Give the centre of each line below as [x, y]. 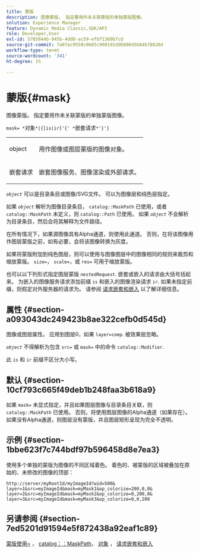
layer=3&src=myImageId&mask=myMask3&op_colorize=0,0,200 [78, 499]
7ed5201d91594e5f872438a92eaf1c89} [82, 528]
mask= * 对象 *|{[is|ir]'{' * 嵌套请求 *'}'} [58, 128]
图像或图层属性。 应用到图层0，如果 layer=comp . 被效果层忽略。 [84, 334]
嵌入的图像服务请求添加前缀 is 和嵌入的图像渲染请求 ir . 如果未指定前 [108, 282]
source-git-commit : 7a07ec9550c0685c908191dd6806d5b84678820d [85, 45]
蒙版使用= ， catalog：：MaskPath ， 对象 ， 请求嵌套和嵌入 [80, 543]
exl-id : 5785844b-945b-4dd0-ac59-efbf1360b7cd [65, 39]
